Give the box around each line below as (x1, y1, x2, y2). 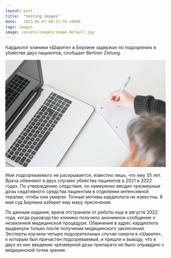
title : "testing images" (5, 13, 60, 19)
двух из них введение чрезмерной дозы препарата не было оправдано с (5, 241, 164, 247)
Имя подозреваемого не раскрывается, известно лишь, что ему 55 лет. (5, 172, 162, 178)
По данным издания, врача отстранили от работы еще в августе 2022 (5, 209, 158, 215)
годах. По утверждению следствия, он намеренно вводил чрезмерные (5, 183, 161, 189)
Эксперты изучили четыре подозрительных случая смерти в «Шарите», (5, 230, 162, 237)
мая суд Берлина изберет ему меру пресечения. (5, 199, 112, 205)
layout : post (5, 8, 33, 13)
